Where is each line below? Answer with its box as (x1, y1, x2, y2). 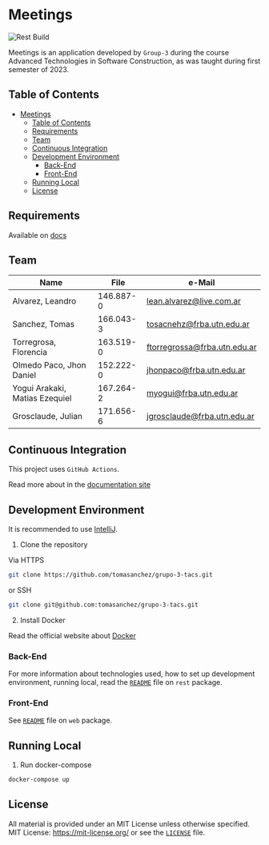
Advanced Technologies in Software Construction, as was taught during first (8, 56, 261, 66)
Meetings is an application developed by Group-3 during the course (8, 47, 230, 57)
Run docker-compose (19, 760, 92, 770)
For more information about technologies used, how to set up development (8, 669, 255, 678)
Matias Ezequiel (12, 392, 72, 404)
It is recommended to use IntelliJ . (8, 525, 118, 533)
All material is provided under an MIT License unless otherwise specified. (8, 819, 251, 828)
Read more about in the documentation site (8, 480, 151, 489)
